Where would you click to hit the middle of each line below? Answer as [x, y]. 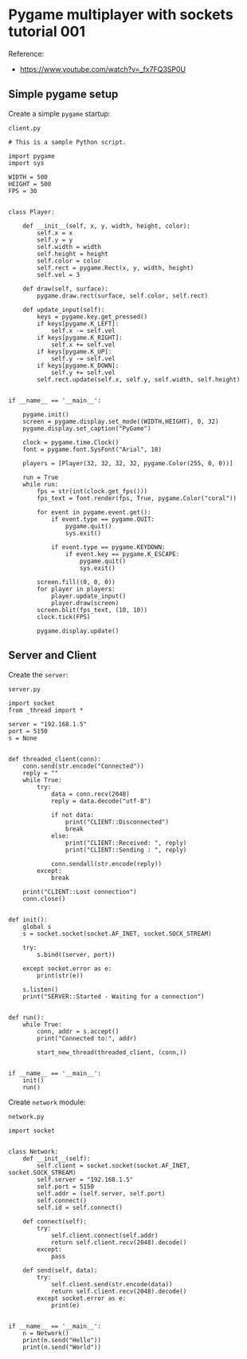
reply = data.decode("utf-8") [101, 801]
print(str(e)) [60, 975]
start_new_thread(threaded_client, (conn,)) [112, 1052]
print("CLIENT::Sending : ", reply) [126, 850]
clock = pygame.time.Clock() [71, 442]
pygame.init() [46, 414]
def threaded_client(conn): [55, 759]
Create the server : [38, 674]
